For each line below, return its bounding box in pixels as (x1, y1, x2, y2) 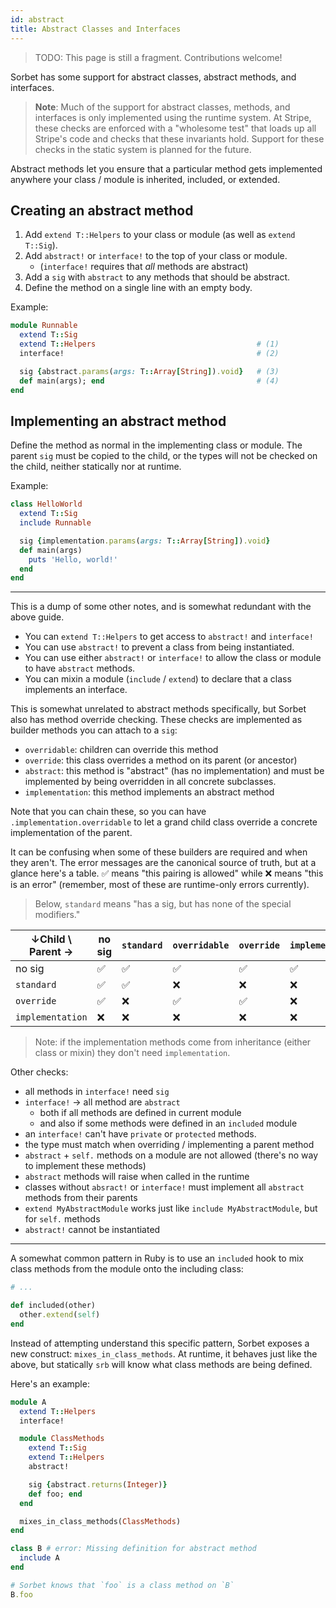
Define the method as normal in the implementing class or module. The (10, 439, 303, 451)
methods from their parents (24, 1192, 138, 1204)
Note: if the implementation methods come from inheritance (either (34, 1036, 312, 1048)
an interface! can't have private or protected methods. (24, 1128, 257, 1140)
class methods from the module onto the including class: (10, 1263, 244, 1275)
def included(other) (10, 1301, 97, 1311)
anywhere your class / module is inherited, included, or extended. (10, 173, 281, 185)
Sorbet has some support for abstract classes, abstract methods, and (10, 71, 297, 83)
